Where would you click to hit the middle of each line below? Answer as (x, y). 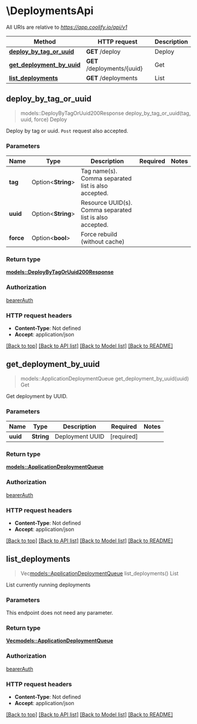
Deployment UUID (79, 436)
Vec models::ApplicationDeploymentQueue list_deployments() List (99, 573)
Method (45, 41)
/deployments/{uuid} (114, 68)
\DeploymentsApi (50, 11)
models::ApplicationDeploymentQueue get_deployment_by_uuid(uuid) (105, 378)
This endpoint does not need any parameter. (60, 613)
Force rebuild (99, 235)
